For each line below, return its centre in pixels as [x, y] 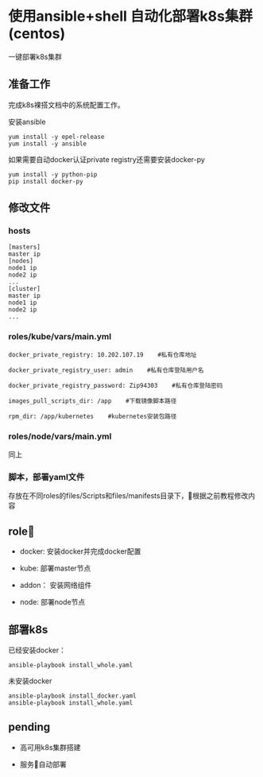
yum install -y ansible [48, 144]
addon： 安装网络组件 [56, 586]
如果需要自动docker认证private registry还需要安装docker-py [106, 159]
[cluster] [25, 289]
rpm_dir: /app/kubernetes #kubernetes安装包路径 [93, 416]
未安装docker [30, 681]
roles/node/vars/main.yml [60, 436]
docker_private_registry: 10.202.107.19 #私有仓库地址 [102, 354]
